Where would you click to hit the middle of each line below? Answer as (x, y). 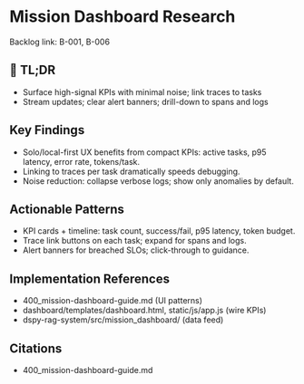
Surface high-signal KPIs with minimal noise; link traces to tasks (142, 91)
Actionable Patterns (67, 209)
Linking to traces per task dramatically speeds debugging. (131, 171)
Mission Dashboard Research (123, 17)
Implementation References (90, 278)
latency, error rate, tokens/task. (81, 161)
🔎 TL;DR (33, 70)
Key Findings (47, 130)
